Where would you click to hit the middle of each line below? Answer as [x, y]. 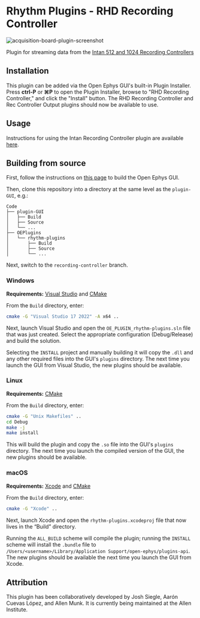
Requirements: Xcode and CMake [49, 486]
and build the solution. [34, 341]
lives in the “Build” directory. [41, 526]
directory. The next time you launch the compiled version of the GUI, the [95, 451]
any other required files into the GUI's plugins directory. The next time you [98, 359]
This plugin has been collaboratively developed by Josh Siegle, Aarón [92, 597]
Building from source [46, 163]
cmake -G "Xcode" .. [32, 509]
